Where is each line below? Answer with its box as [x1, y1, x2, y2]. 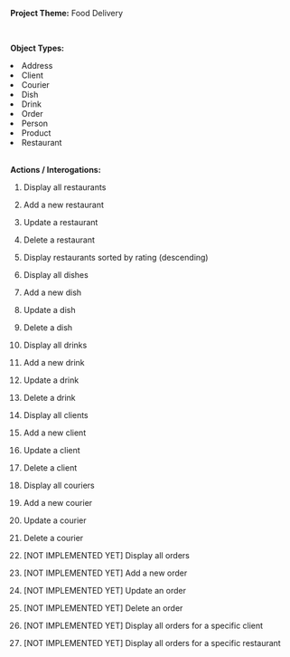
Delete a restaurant [23, 234, 96, 245]
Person [22, 118, 49, 129]
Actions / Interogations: [10, 165, 102, 175]
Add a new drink [23, 357, 85, 367]
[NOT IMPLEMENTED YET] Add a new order [23, 567, 188, 578]
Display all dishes [23, 270, 89, 280]
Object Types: [10, 43, 65, 53]
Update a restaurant [23, 217, 98, 227]
